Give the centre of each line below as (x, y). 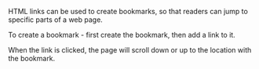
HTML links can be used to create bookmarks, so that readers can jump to (128, 11)
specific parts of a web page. (56, 20)
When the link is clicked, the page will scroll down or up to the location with (130, 50)
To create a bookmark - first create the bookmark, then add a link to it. (122, 35)
